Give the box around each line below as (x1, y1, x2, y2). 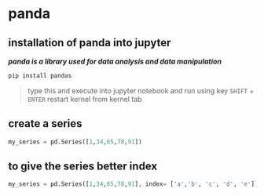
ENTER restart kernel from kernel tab (27, 94, 143, 103)
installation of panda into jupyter (8, 36, 171, 49)
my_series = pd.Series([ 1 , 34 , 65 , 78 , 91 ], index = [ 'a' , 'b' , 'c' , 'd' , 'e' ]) (8, 180, 258, 188)
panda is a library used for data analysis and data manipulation (8, 56, 222, 66)
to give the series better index (8, 159, 158, 172)
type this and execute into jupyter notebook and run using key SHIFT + (27, 85, 255, 95)
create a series (8, 117, 82, 130)
